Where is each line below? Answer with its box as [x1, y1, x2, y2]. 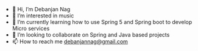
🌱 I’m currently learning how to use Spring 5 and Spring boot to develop [12, 19, 193, 25]
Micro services [12, 25, 50, 32]
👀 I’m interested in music [12, 12, 74, 19]
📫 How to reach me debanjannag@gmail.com [12, 38, 128, 45]
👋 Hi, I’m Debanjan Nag [12, 6, 71, 13]
